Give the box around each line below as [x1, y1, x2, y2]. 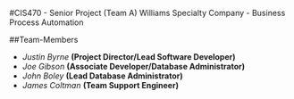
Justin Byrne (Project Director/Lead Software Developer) [21, 52, 236, 62]
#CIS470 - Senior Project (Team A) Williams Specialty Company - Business [9, 8, 286, 18]
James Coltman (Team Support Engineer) [21, 80, 179, 90]
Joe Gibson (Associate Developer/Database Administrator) [21, 62, 246, 71]
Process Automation [9, 17, 84, 28]
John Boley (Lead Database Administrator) [21, 70, 183, 81]
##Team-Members [9, 35, 79, 45]
